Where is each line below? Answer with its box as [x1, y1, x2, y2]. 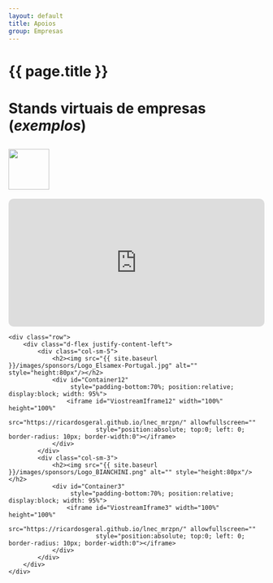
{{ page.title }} [8, 62, 109, 80]
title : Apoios [8, 19, 57, 28]
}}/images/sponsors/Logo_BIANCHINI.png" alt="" [8, 468, 173, 476]
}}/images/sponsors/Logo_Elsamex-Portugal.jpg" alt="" [8, 361, 198, 369]
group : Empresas [8, 27, 63, 35]
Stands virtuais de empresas [8, 99, 206, 118]
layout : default [8, 11, 63, 20]
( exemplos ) [8, 116, 87, 135]
